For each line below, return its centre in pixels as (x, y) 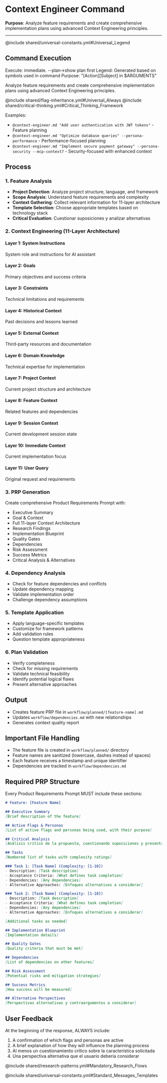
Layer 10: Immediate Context (36, 445)
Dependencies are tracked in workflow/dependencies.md (69, 766)
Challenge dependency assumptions (50, 600)
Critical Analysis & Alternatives (44, 560)
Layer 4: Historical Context (34, 310)
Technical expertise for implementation (45, 367)
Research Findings (31, 528)
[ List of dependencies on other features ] (50, 962)
